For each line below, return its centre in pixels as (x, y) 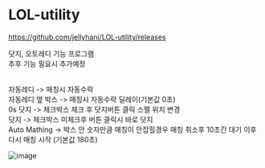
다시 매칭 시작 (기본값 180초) (53, 139)
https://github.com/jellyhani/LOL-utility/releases (87, 37)
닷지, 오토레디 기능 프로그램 (51, 53)
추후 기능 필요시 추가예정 (47, 64)
